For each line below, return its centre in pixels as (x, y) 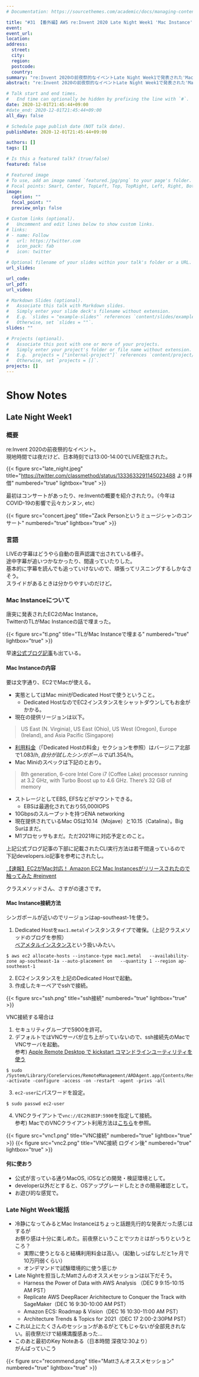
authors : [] (21, 143)
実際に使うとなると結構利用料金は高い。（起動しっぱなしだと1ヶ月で (106, 1253)
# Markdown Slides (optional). (45, 300)
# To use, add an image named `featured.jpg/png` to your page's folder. (99, 180)
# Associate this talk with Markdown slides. (66, 306)
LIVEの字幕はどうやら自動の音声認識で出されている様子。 (76, 554)
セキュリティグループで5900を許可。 (60, 1029)
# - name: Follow (28, 235)
